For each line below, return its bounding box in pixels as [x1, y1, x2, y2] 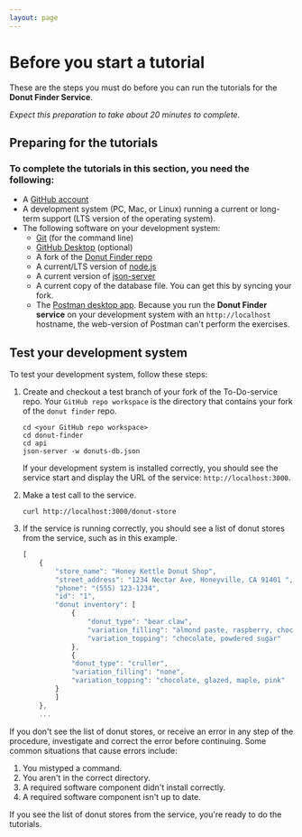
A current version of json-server [35, 271, 156, 282]
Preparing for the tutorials [9, 135, 159, 150]
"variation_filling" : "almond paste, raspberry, [87, 625, 273, 635]
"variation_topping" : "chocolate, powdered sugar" [87, 634, 282, 643]
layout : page [9, 13, 59, 23]
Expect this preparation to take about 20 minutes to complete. [9, 109, 241, 120]
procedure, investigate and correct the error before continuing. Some [9, 735, 267, 746]
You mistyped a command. [22, 762, 123, 773]
